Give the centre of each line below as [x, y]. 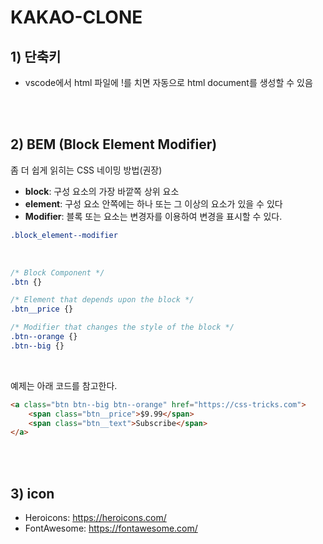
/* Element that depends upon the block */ [102, 300]
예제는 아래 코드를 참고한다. [64, 385]
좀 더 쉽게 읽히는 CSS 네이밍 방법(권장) [86, 170]
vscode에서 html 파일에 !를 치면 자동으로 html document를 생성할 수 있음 [168, 82]
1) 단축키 [36, 56]
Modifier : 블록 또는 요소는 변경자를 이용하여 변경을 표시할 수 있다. [153, 216]
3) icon [32, 493]
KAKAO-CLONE [76, 17]
